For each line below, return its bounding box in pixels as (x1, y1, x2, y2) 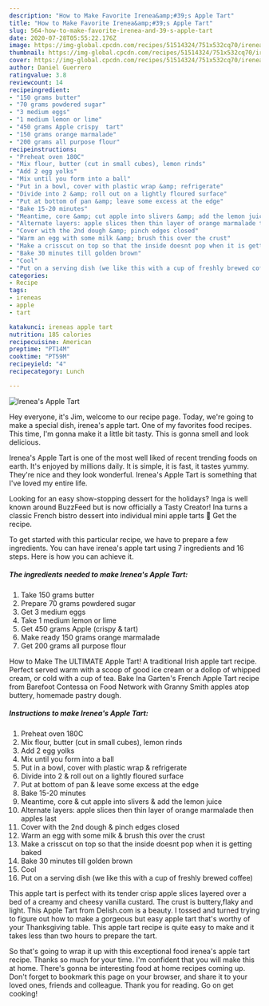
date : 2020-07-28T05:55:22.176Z (9, 34, 117, 42)
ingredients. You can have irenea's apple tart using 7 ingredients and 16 (9, 543, 244, 553)
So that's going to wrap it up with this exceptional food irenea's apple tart (9, 946, 251, 956)
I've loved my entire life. (9, 478, 88, 488)
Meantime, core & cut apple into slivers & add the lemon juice (20, 796, 223, 806)
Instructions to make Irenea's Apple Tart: (9, 708, 148, 719)
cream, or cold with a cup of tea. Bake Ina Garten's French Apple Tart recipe (9, 673, 260, 683)
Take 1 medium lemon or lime (20, 616, 117, 625)
